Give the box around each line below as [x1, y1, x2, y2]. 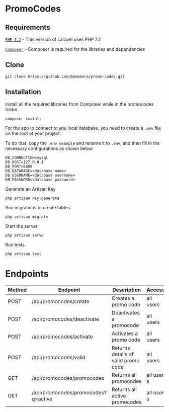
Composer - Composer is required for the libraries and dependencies [5, 46, 145, 52]
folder [5, 106, 18, 112]
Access [146, 286, 165, 293]
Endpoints [5, 268, 49, 279]
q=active [32, 395, 53, 402]
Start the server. [5, 223, 39, 229]
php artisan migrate [5, 214, 49, 219]
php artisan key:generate [5, 196, 59, 201]
